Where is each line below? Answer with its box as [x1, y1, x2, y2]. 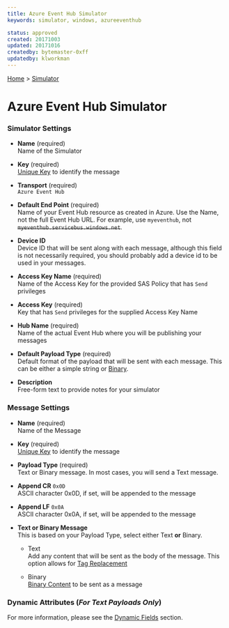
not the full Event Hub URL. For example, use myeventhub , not [17, 215, 192, 224]
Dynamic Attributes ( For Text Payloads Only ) [7, 597, 162, 607]
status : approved [7, 29, 58, 36]
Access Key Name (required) [17, 273, 102, 281]
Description [17, 378, 52, 387]
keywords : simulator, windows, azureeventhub [7, 17, 141, 24]
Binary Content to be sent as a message [27, 580, 143, 588]
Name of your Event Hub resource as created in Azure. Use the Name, [17, 208, 219, 217]
